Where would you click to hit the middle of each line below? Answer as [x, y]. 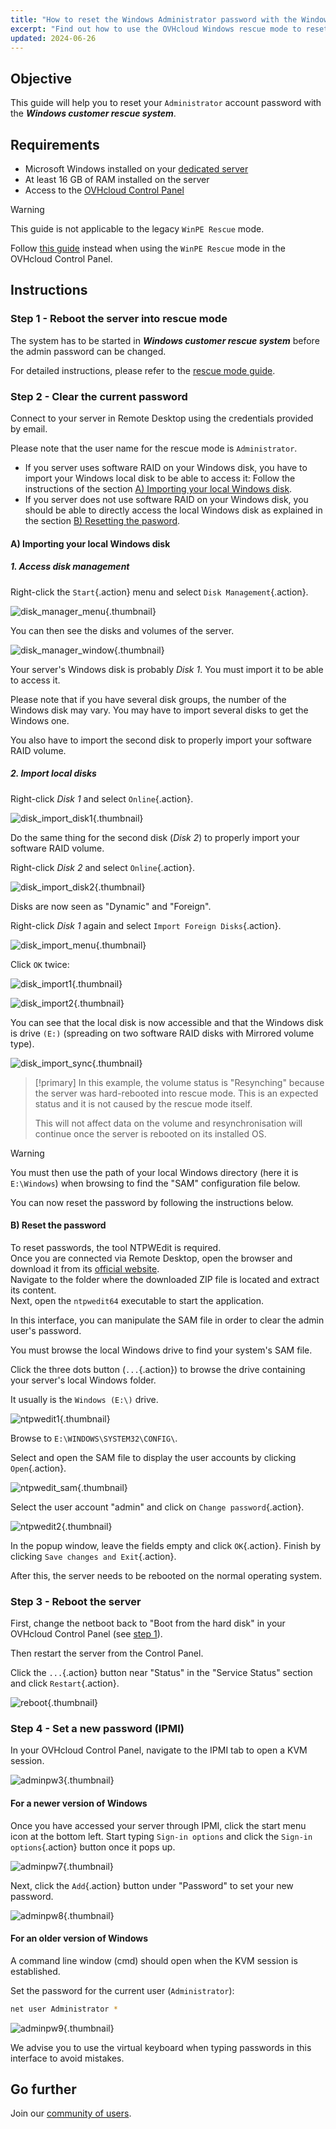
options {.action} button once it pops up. [93, 1847]
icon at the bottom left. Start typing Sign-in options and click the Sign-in [161, 1836]
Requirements [55, 144]
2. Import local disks [53, 773]
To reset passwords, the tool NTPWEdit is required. [116, 1247]
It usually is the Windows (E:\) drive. [84, 1399]
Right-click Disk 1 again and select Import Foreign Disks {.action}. [146, 925]
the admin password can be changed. [88, 351]
